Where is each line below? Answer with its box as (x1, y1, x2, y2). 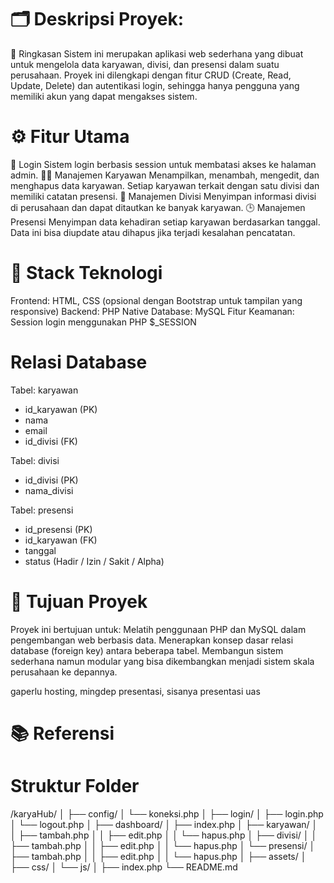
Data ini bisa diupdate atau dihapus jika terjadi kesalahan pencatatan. (10, 226, 296, 238)
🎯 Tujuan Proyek (10, 590, 148, 613)
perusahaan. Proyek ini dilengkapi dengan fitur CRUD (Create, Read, (10, 69, 292, 81)
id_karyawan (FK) (24, 534, 98, 546)
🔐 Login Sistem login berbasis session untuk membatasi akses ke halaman (10, 158, 317, 170)
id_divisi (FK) (24, 435, 78, 447)
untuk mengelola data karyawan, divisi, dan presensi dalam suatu (10, 58, 280, 70)
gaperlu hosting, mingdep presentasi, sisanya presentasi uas (10, 685, 261, 697)
